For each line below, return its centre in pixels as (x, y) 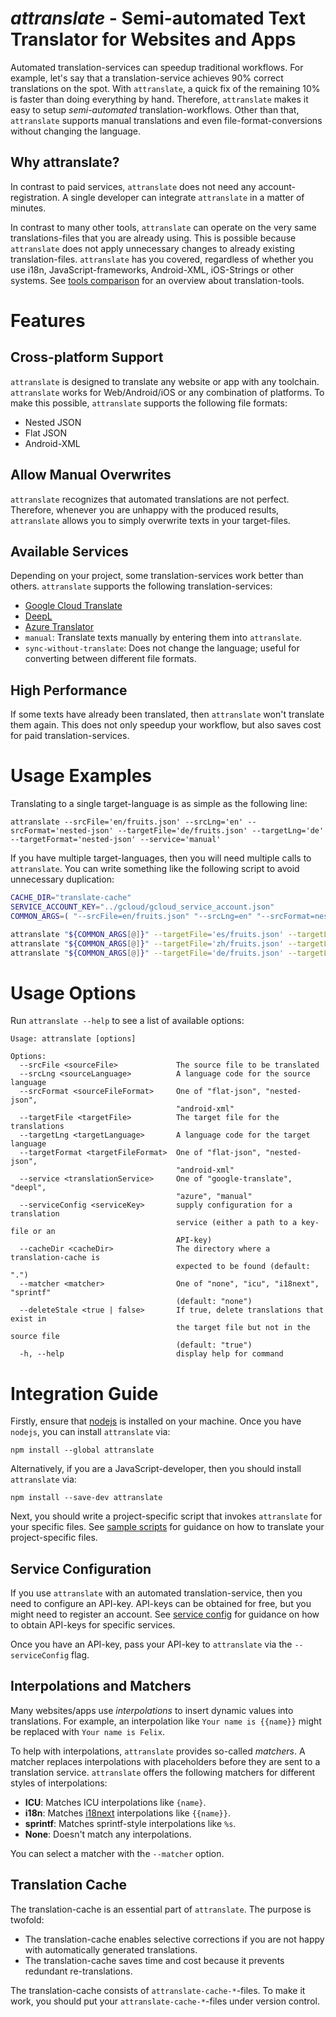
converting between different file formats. (110, 659)
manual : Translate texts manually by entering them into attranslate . (163, 638)
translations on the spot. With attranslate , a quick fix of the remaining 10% (165, 88)
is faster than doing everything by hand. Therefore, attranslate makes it (159, 99)
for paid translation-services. (70, 736)
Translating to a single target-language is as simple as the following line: (159, 804)
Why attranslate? (65, 162)
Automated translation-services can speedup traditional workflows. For (157, 67)
